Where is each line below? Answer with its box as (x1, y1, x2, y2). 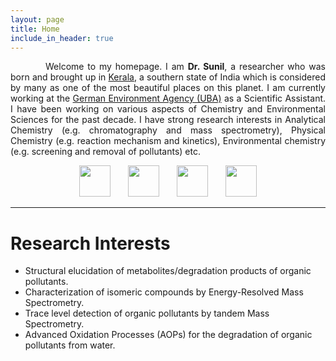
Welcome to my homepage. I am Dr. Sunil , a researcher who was (45, 61, 326, 73)
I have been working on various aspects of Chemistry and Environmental (10, 103, 326, 115)
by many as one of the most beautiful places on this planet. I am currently (10, 82, 326, 94)
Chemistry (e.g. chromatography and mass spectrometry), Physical (10, 124, 326, 136)
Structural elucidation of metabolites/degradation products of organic (24, 265, 312, 277)
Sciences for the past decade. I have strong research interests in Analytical (10, 114, 326, 126)
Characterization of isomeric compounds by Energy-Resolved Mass (24, 286, 304, 298)
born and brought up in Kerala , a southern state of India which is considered (10, 71, 326, 83)
